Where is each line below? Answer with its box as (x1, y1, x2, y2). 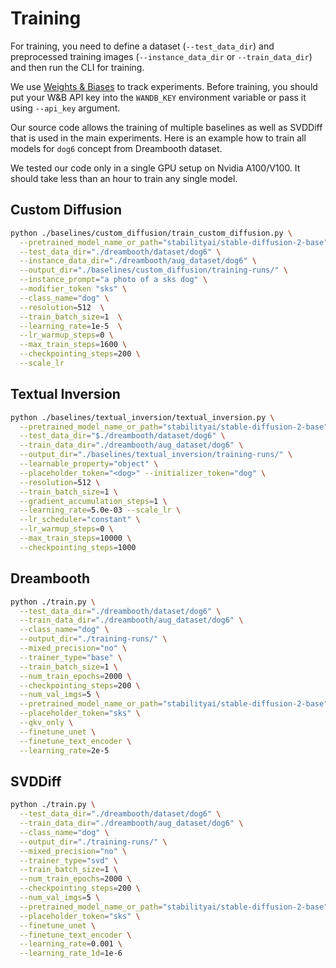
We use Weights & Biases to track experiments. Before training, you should (10, 80, 318, 92)
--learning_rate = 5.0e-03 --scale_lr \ (19, 505, 182, 516)
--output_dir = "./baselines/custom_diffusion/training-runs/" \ (19, 265, 288, 276)
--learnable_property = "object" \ (19, 459, 159, 469)
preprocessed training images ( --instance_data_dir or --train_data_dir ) (10, 50, 313, 62)
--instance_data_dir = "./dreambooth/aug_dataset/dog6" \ (19, 256, 257, 266)
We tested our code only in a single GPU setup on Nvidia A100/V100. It (10, 162, 301, 174)
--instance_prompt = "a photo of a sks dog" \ (19, 275, 208, 285)
